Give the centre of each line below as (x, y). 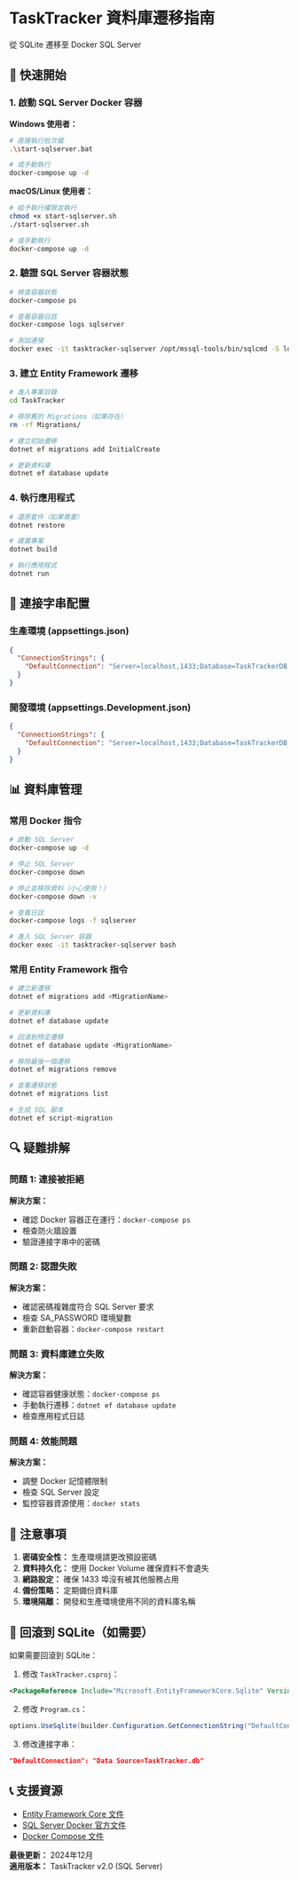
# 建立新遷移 (30, 988)
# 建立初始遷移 (33, 440)
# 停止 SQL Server (42, 864)
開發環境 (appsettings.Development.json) (100, 707)
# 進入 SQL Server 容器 (50, 937)
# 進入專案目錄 (33, 393)
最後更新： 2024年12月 (51, 1855)
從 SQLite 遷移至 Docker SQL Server (75, 44)
